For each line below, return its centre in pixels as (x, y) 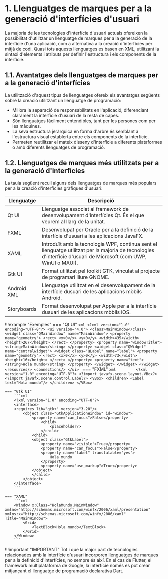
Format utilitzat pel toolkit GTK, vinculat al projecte (101, 271)
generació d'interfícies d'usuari (72, 19)
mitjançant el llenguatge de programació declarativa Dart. (64, 571)
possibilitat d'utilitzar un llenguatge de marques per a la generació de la (79, 38)
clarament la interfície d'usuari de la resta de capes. (66, 115)
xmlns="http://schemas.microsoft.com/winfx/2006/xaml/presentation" (78, 510)
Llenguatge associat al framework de (85, 209)
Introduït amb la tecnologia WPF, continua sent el (100, 244)
